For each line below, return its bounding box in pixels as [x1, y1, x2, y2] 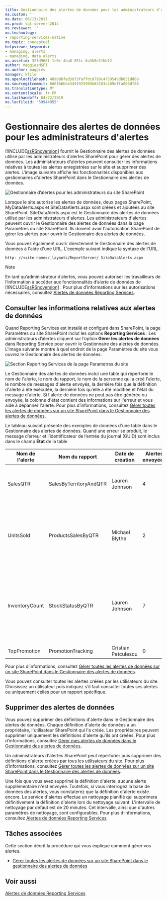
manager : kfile [5, 72, 37, 77]
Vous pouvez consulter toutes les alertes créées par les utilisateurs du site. [5, 678, 159, 684]
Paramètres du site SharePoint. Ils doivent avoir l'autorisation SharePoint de [5, 226, 160, 232]
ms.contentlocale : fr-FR [5, 90, 57, 95]
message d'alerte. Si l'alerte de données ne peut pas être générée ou [5, 391, 148, 398]
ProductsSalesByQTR [49, 532, 99, 539]
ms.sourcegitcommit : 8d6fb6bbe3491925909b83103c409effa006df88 [5, 81, 139, 86]
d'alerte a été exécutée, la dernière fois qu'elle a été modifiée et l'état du [5, 386, 154, 392]
